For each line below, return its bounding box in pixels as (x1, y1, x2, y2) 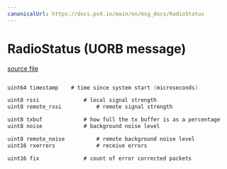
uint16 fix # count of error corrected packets (7, 155, 192, 162)
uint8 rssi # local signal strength (7, 97, 157, 104)
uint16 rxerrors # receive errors (7, 142, 148, 149)
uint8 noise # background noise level (7, 123, 160, 130)
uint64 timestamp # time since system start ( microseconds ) (7, 84, 199, 91)
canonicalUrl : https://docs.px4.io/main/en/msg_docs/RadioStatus (7, 10, 204, 18)
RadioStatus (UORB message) (7, 40, 187, 57)
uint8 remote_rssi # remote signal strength (7, 103, 173, 110)
